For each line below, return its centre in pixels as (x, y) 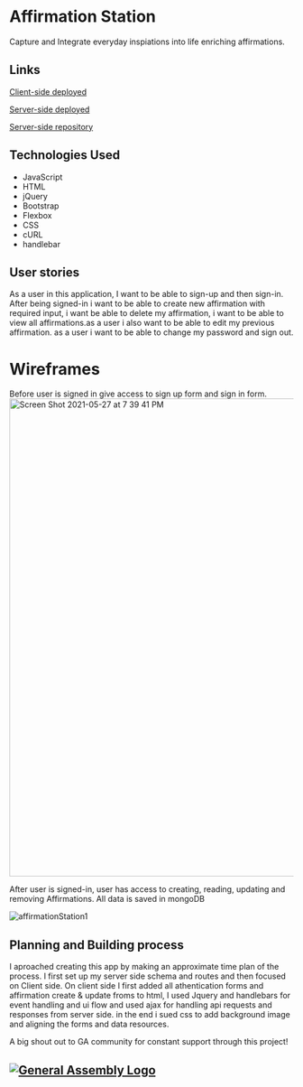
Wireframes (55, 369)
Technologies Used (64, 155)
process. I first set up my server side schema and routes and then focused (148, 976)
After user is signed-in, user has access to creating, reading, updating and (147, 889)
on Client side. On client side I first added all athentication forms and (137, 986)
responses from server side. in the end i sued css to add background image (150, 1015)
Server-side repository (51, 126)
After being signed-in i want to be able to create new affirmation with (138, 303)
